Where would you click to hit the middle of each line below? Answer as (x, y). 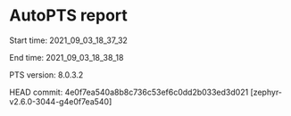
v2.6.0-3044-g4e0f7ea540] (61, 101)
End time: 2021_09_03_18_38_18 (67, 57)
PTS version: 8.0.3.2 (46, 75)
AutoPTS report (68, 16)
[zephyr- (266, 92)
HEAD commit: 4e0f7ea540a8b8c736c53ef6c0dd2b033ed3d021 (129, 92)
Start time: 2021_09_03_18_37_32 (68, 40)
